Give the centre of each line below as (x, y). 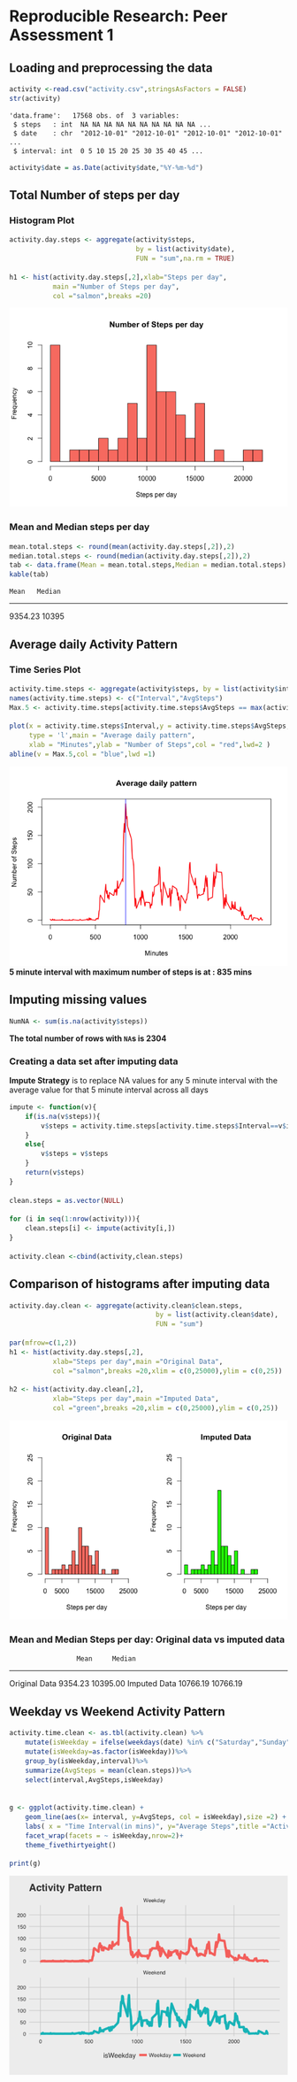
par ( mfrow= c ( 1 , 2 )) (43, 1343)
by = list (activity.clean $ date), (217, 1315)
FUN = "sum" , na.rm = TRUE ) (186, 258)
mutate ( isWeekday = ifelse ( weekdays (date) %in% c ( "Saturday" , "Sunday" (158, 1743)
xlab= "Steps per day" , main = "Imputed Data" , (136, 1399)
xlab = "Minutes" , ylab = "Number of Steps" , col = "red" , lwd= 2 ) (150, 745)
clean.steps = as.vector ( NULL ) (67, 1200)
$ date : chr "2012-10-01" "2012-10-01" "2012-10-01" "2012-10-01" (148, 133)
